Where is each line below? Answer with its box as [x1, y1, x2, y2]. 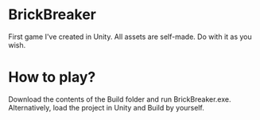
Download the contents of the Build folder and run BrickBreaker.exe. [8, 94, 231, 104]
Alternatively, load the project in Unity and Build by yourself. [8, 103, 204, 112]
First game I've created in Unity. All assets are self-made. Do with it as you [8, 32, 252, 41]
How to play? [8, 68, 96, 87]
